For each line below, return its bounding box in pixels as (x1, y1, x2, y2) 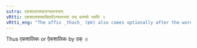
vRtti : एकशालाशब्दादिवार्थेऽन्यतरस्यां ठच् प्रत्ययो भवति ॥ (6, 14, 106, 20)
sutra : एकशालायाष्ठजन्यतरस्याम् (6, 8, 63, 15)
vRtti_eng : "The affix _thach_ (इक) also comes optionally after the (6, 19, 180, 25)
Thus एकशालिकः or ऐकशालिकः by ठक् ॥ (6, 36, 88, 43)
